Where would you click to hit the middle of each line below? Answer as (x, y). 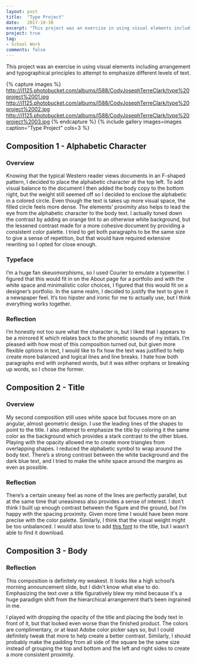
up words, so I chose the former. (45, 369)
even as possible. (27, 467)
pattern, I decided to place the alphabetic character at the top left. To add (95, 182)
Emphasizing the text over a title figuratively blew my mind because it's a (94, 593)
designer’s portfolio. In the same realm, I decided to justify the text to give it (97, 291)
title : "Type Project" (35, 17)
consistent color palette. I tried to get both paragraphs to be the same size (96, 232)
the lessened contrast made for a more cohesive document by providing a (95, 226)
